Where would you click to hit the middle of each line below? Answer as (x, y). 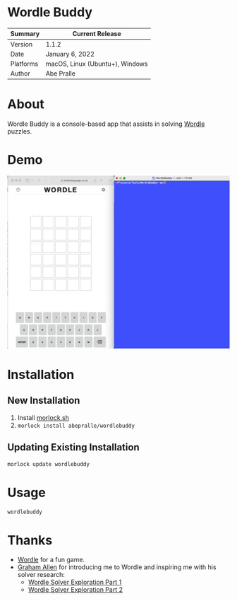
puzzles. (20, 131)
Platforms (24, 64)
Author (20, 74)
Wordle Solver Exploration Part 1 (75, 582)
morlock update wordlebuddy (49, 465)
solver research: (41, 575)
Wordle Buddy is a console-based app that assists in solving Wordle (106, 124)
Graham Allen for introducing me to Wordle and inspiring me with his (117, 567)
